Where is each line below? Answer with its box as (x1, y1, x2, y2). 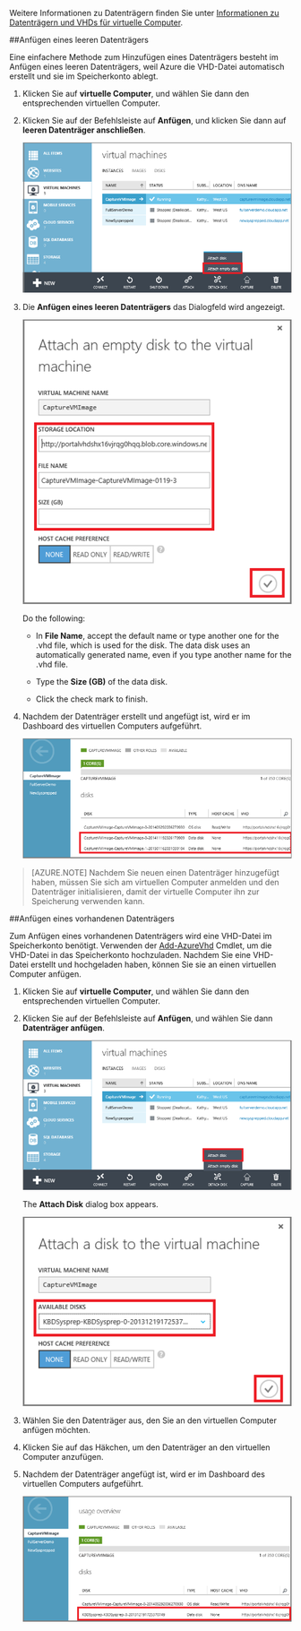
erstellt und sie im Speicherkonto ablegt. (9, 71, 159, 82)
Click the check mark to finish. (35, 694, 149, 704)
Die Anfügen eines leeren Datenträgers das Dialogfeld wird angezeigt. (21, 301, 285, 312)
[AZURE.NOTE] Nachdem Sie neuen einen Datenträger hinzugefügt (30, 867, 279, 877)
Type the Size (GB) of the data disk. (35, 677, 168, 687)
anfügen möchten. (21, 1424, 91, 1435)
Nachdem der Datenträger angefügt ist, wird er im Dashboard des (21, 1469, 266, 1480)
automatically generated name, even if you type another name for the (35, 650, 292, 660)
